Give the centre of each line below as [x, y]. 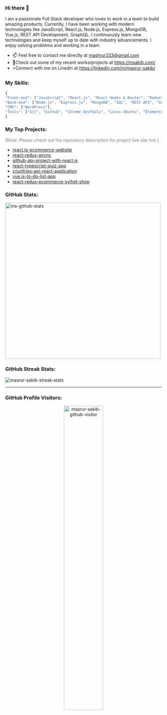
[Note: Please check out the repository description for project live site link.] [82, 140]
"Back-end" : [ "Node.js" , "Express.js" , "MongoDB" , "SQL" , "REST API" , [80, 103]
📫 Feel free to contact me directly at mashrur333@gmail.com [76, 55]
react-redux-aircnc [32, 155]
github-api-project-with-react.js [45, 161]
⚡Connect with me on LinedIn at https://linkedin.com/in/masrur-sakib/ [84, 68]
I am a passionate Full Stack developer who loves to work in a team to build [82, 19]
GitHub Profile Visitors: [34, 397]
